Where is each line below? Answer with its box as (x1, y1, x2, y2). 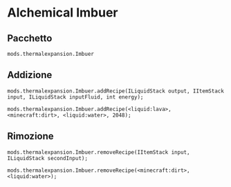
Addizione (7, 69, 53, 81)
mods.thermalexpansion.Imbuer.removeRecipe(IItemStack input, (7, 148, 190, 156)
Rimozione (7, 130, 54, 142)
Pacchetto (7, 32, 53, 44)
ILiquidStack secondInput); (7, 155, 89, 161)
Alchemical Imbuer (7, 5, 119, 21)
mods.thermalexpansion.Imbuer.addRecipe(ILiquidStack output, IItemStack (7, 88, 225, 95)
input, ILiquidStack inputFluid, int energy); (7, 93, 144, 101)
